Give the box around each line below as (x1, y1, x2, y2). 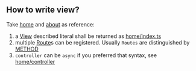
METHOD (14, 45, 39, 52)
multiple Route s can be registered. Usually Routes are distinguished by (14, 39, 190, 46)
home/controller (14, 58, 55, 65)
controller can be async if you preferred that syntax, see (14, 51, 157, 59)
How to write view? (6, 5, 80, 15)
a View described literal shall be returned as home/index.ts (14, 32, 162, 40)
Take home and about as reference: (6, 20, 95, 28)
